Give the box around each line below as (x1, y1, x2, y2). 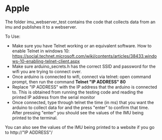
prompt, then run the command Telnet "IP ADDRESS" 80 (12, 78, 126, 85)
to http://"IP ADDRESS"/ (5, 129, 53, 135)
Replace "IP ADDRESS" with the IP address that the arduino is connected (12, 84, 157, 90)
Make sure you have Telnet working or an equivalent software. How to (12, 43, 152, 48)
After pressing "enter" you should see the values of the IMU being (12, 109, 144, 115)
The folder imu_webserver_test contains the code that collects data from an (5, 19, 156, 25)
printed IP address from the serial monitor (12, 94, 95, 100)
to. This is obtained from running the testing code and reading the (12, 89, 144, 95)
